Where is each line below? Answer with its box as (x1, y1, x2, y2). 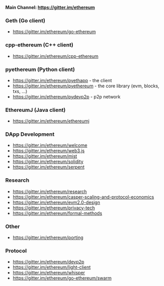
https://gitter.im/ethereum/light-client (12, 264, 91, 270)
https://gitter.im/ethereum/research (12, 188, 87, 195)
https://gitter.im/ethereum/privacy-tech (12, 204, 95, 211)
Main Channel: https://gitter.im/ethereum (5, 5, 95, 10)
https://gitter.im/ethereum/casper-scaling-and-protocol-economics (12, 194, 154, 200)
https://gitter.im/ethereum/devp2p (12, 259, 85, 265)
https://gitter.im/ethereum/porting (12, 234, 84, 241)
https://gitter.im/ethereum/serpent (12, 164, 85, 170)
